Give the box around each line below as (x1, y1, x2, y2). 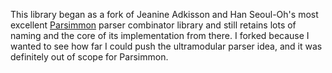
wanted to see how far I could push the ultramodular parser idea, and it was (10, 40, 323, 52)
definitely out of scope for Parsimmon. (10, 51, 169, 63)
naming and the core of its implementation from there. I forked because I (10, 30, 310, 41)
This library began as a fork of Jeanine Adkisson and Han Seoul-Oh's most (10, 9, 319, 20)
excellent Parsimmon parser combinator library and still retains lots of (10, 19, 297, 31)
